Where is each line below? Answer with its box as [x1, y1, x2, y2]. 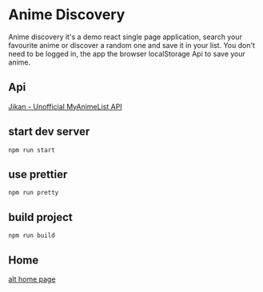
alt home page [8, 274, 56, 284]
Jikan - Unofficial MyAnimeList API [8, 101, 122, 111]
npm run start [8, 146, 56, 154]
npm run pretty [8, 189, 59, 197]
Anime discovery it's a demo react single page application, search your [8, 32, 242, 41]
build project [8, 210, 74, 224]
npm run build [8, 231, 56, 240]
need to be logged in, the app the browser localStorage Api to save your [8, 49, 246, 58]
